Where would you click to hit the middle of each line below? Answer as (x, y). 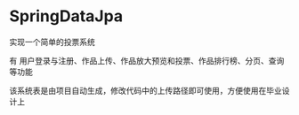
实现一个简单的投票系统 (52, 42)
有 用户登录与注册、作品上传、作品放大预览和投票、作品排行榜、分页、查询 (147, 60)
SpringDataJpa (66, 16)
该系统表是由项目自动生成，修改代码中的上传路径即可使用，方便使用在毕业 (145, 90)
